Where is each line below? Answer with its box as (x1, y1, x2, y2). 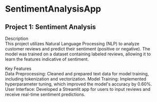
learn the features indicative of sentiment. (5, 56, 89, 62)
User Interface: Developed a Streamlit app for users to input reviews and (5, 86, 151, 92)
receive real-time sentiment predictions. (5, 91, 85, 97)
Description (5, 35, 28, 41)
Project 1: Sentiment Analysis (5, 23, 96, 31)
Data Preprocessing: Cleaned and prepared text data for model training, (5, 71, 149, 76)
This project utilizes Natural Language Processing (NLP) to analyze (5, 41, 140, 47)
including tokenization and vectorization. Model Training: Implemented (5, 76, 146, 82)
